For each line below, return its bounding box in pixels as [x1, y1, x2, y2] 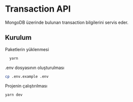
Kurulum [5, 34, 32, 42]
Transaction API [5, 3, 71, 15]
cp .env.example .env [5, 74, 49, 79]
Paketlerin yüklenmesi [5, 46, 50, 52]
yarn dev [5, 92, 23, 97]
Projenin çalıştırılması [5, 83, 48, 88]
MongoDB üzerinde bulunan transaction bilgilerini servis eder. [5, 19, 129, 25]
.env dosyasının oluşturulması [5, 65, 65, 70]
